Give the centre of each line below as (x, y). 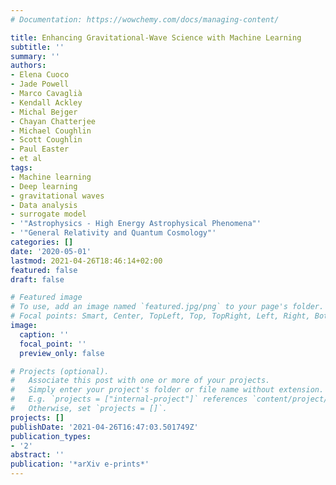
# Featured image (46, 297)
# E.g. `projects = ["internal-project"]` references (129, 399)
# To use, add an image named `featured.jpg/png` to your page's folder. (167, 307)
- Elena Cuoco (40, 75)
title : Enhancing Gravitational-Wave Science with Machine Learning (156, 37)
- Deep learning (44, 186)
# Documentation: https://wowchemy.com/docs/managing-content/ (145, 19)
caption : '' (44, 334)
